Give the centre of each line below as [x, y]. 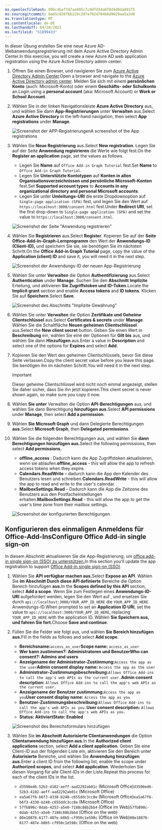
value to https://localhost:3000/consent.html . [66, 217]
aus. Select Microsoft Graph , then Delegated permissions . [71, 429]
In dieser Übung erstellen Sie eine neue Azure [51, 46]
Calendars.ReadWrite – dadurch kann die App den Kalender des [84, 474]
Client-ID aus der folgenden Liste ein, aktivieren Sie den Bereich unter [81, 751]
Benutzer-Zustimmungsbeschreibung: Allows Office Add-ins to [85, 702]
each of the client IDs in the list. [43, 777]
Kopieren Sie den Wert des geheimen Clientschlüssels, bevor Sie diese [82, 355]
